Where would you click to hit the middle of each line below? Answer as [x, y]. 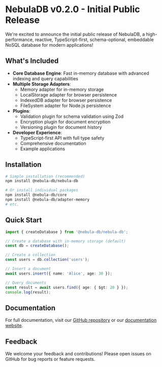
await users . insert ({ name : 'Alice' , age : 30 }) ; [59, 273]
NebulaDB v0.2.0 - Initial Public [73, 9]
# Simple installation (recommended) [45, 176]
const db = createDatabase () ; [37, 246]
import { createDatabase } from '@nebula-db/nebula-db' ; [67, 232]
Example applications [42, 149]
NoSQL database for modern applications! [49, 45]
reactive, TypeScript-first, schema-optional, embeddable [94, 40]
